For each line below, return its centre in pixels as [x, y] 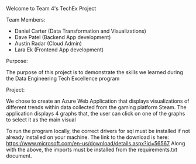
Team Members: [26, 20]
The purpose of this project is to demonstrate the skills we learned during [94, 72]
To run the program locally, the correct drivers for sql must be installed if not [98, 131]
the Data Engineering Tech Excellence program [63, 78]
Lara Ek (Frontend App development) [59, 50]
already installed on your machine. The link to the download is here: [88, 137]
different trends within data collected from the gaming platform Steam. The [96, 107]
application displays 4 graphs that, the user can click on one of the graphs [96, 114]
